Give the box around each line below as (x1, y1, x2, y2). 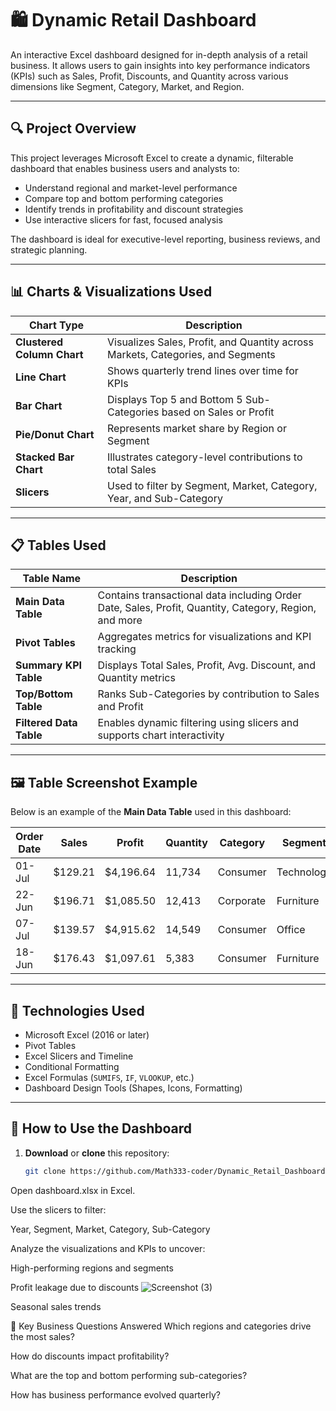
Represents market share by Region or (107, 421, 287, 435)
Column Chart (15, 347, 84, 361)
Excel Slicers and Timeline (24, 1050, 134, 1062)
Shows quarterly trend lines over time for (107, 363, 299, 377)
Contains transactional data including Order (97, 588, 302, 602)
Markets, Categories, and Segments (107, 347, 276, 361)
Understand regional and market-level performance (24, 182, 238, 194)
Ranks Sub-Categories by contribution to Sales (97, 687, 320, 701)
